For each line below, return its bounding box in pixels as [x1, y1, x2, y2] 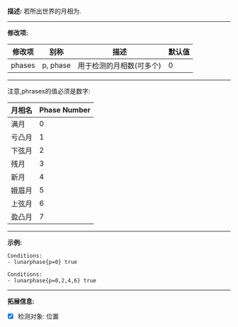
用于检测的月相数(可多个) [77, 61, 161, 70]
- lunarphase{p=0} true [7, 258, 78, 265]
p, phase [42, 60, 71, 70]
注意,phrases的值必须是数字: [7, 87, 91, 95]
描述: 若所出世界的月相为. [7, 7, 81, 15]
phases [11, 60, 35, 70]
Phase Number [39, 105, 91, 115]
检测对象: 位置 [17, 312, 59, 321]
